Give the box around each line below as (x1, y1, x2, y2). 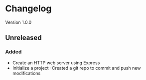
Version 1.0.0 (5, 19, 32, 25)
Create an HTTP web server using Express (12, 60, 100, 66)
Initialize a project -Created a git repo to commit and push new (12, 65, 141, 71)
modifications (12, 70, 41, 76)
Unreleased (5, 34, 42, 42)
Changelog (5, 3, 52, 14)
